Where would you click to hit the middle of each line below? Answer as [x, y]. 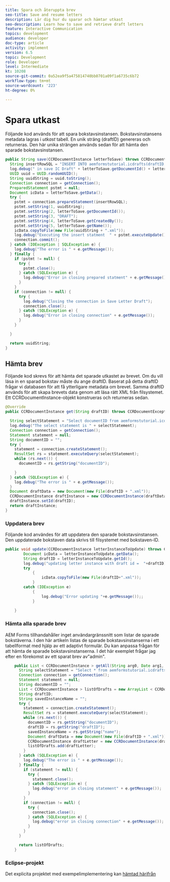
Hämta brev [24, 364]
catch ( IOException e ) [47, 587]
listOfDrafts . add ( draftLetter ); [62, 746]
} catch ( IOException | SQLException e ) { [55, 245]
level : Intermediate [27, 67]
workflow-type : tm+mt [28, 81]
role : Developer [22, 62]
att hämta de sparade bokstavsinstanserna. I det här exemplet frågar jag [80, 651]
